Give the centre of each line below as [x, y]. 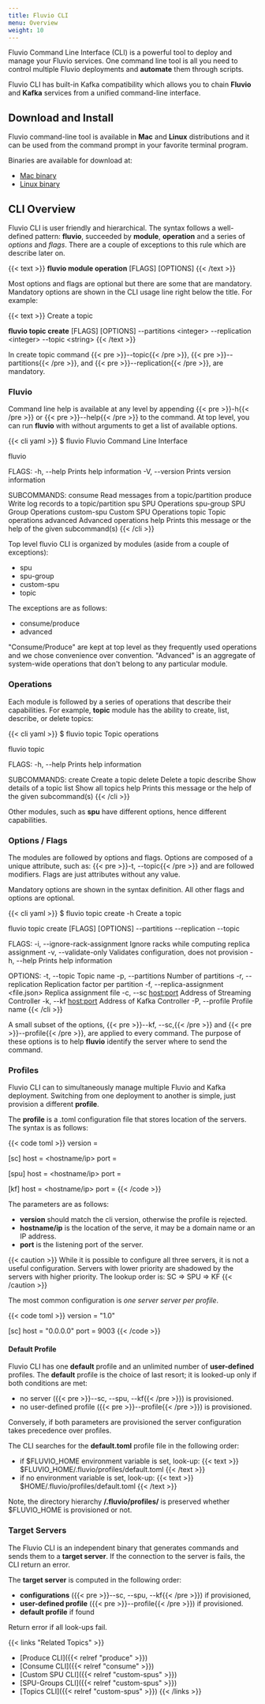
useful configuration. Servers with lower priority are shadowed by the [121, 1269]
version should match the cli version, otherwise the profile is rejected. [133, 1220]
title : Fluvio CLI [38, 15]
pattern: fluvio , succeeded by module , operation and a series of [140, 236]
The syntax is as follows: [48, 1128]
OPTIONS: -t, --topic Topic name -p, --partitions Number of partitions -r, [126, 976]
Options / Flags [38, 840]
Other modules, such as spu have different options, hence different [118, 811]
